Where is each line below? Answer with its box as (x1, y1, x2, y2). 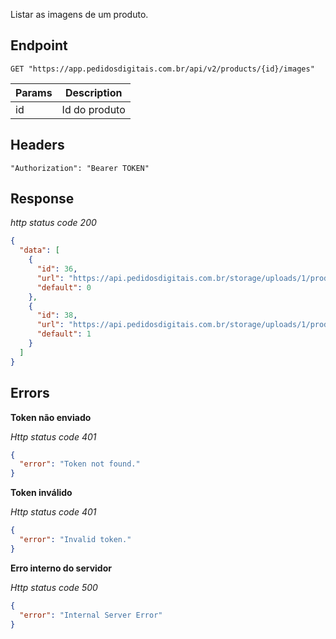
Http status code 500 (10, 581, 98, 593)
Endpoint (10, 37, 68, 54)
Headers (10, 137, 65, 154)
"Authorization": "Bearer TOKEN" (10, 163, 150, 173)
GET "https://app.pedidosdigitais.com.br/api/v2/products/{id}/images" (10, 64, 315, 74)
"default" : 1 (36, 329, 92, 339)
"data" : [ (19, 245, 60, 256)
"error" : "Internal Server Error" (19, 610, 163, 620)
